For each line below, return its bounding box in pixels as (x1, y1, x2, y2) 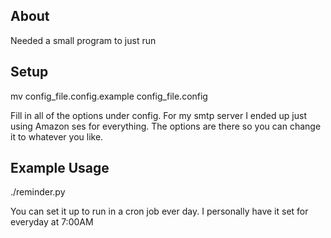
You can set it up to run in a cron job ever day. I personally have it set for (10, 205, 309, 218)
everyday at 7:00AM (10, 216, 94, 228)
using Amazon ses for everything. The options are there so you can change (10, 120, 322, 132)
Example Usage (10, 160, 110, 177)
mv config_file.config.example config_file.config (10, 90, 208, 102)
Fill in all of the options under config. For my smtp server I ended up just (10, 109, 307, 121)
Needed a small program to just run (10, 34, 157, 46)
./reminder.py (10, 186, 66, 198)
